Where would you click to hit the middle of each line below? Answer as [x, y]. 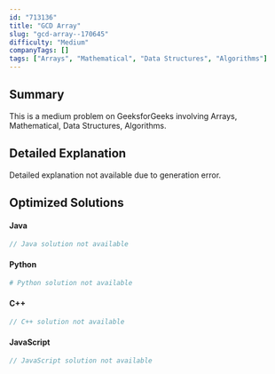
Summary [37, 95]
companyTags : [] [39, 51]
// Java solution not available [69, 244]
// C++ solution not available [67, 322]
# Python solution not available [71, 283]
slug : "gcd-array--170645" [59, 34]
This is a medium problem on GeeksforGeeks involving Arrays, [123, 115]
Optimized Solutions [67, 203]
